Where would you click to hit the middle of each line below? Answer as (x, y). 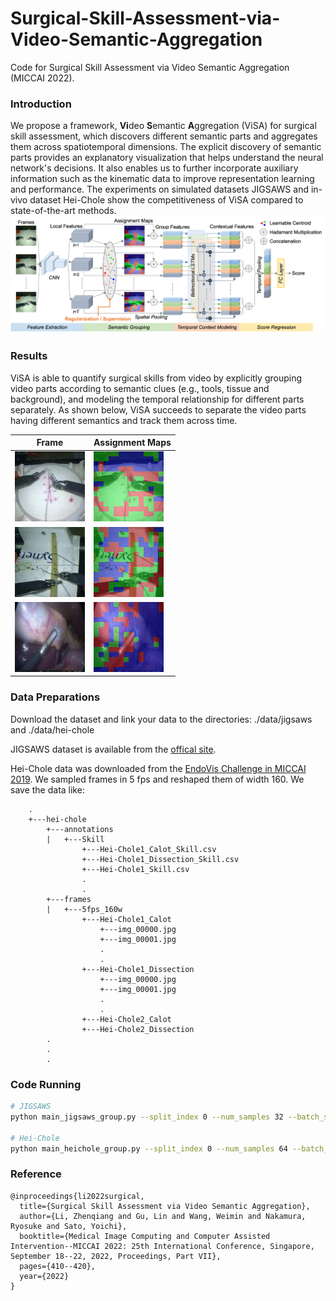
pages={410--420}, (58, 1266)
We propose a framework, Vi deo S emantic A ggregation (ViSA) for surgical (163, 126)
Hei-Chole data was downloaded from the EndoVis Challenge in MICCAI (158, 768)
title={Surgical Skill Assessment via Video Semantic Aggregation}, (165, 1206)
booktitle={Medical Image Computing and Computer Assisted (145, 1236)
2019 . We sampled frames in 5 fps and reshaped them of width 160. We (157, 779)
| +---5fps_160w (84, 909)
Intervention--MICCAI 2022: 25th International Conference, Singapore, (162, 1246)
